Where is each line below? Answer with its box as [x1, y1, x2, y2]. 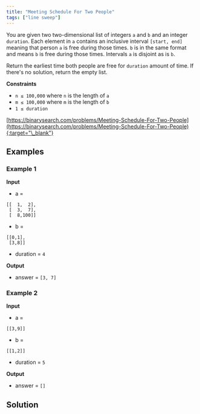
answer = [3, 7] [15, 274, 57, 281]
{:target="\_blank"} [6, 129, 54, 136]
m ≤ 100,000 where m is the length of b [15, 98, 110, 106]
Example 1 [6, 164, 37, 173]
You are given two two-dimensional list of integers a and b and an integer [6, 31, 189, 38]
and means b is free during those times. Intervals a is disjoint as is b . [6, 50, 175, 57]
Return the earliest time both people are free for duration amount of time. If [6, 62, 194, 69]
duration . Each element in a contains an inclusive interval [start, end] [6, 37, 183, 45]
